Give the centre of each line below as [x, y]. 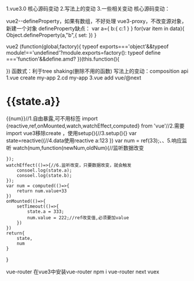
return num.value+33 [42, 191]
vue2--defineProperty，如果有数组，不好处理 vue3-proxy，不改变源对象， [96, 21]
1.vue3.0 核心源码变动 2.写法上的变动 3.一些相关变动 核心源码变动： [88, 9]
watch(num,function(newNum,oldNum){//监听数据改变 [78, 148]
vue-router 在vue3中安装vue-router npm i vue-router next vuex [83, 272]
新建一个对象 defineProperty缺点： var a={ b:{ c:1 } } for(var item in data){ [96, 29]
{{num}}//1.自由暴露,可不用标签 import [52, 118]
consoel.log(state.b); [44, 175]
